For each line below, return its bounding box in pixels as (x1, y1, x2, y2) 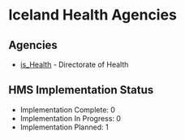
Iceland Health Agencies (8, 6, 177, 24)
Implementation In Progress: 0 (19, 113, 122, 123)
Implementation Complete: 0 (19, 104, 116, 115)
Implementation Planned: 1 (19, 122, 109, 132)
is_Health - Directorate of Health (19, 59, 129, 69)
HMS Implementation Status (8, 83, 154, 97)
